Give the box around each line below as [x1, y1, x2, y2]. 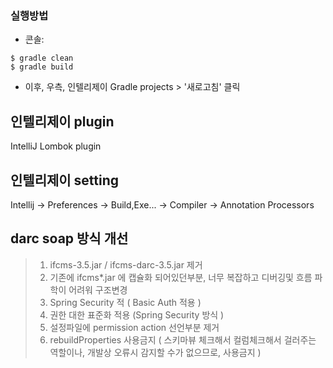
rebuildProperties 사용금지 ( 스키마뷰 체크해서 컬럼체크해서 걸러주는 [49, 333, 317, 346]
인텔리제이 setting [10, 172, 120, 189]
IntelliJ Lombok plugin [10, 140, 102, 152]
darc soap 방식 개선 [10, 230, 129, 247]
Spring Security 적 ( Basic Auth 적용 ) [49, 296, 202, 308]
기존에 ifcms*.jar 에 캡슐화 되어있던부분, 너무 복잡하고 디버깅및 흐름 [49, 271, 313, 283]
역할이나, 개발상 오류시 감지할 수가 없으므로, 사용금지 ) [49, 346, 262, 358]
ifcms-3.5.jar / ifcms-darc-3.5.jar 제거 [49, 258, 203, 271]
